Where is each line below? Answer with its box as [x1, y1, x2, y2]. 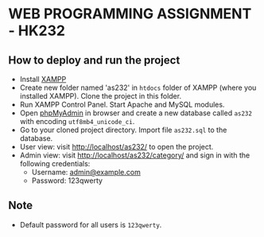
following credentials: [19, 159, 91, 168]
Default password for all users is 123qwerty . [19, 220, 162, 229]
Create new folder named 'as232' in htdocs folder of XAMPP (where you [19, 83, 257, 92]
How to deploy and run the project [8, 53, 181, 67]
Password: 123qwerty [31, 176, 103, 185]
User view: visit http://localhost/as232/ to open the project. [19, 142, 214, 151]
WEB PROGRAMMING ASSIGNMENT [8, 5, 252, 23]
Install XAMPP [19, 75, 67, 84]
